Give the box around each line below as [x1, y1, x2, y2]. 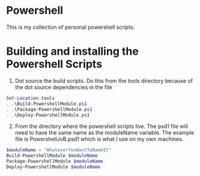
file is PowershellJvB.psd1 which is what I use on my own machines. [14, 136, 184, 143]
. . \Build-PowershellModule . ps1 [6, 100, 87, 107]
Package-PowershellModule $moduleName [6, 159, 103, 165]
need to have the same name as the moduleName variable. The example [14, 129, 194, 136]
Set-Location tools [6, 95, 55, 101]
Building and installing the [6, 44, 139, 58]
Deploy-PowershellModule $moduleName [6, 164, 101, 170]
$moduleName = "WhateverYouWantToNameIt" [6, 147, 112, 153]
